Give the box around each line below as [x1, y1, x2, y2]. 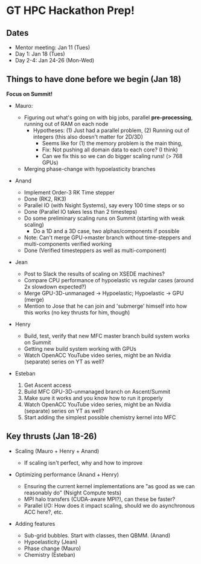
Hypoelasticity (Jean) [24, 538, 78, 545]
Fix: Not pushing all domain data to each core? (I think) [42, 146, 178, 153]
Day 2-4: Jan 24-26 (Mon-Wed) [14, 57, 95, 64]
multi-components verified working [24, 240, 112, 247]
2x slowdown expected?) [24, 283, 86, 290]
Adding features [14, 520, 56, 527]
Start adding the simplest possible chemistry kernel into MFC [24, 413, 176, 421]
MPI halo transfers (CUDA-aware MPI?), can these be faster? [24, 495, 176, 503]
